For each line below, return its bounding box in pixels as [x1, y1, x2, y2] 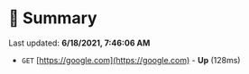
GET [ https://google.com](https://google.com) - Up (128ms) [21, 54, 241, 65]
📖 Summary [8, 8, 97, 29]
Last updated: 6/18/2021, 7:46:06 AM [8, 37, 151, 48]
